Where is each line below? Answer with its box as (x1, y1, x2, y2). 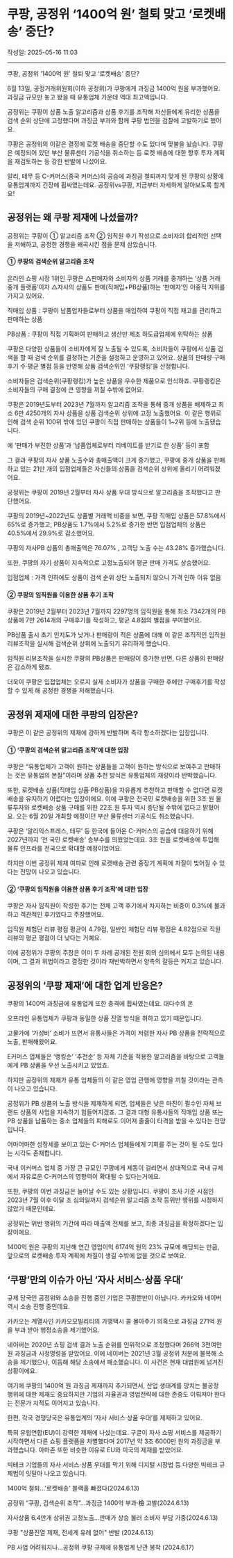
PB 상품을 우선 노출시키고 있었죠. (19, 1061, 110, 1070)
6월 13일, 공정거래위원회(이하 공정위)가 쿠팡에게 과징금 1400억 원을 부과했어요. (7, 84, 221, 93)
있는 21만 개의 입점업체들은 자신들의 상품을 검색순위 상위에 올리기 (19, 464, 197, 473)
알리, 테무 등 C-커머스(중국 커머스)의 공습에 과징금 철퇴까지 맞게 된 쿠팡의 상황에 (7, 172, 224, 180)
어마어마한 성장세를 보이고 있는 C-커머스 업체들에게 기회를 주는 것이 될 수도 (7, 1140, 211, 1148)
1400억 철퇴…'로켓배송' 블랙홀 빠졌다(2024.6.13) (7, 1484, 140, 1492)
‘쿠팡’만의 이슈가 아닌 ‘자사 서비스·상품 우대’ (7, 1274, 184, 1285)
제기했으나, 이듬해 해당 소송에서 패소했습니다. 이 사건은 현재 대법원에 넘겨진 (19, 1358, 224, 1366)
